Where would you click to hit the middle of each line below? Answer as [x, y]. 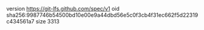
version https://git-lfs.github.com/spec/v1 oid [63, 9]
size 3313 [47, 21]
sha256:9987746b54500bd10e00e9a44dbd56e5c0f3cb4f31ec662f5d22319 [102, 15]
